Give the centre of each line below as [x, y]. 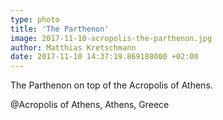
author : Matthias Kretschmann [73, 47]
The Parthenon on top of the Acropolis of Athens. [111, 85]
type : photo [35, 19]
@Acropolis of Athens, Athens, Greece [90, 105]
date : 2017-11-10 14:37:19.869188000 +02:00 [104, 57]
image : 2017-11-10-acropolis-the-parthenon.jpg [111, 38]
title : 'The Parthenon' [60, 29]
